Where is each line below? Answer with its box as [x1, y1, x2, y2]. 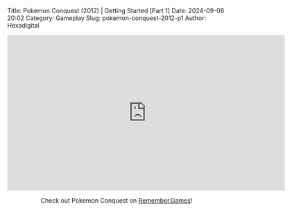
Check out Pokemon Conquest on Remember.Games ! [40, 196, 193, 204]
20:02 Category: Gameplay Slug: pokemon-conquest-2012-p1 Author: [7, 14, 207, 22]
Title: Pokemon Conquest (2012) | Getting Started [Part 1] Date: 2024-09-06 [7, 7, 225, 15]
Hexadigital [7, 21, 40, 29]
